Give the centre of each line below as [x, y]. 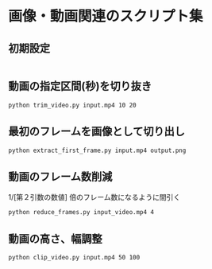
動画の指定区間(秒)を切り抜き [80, 86]
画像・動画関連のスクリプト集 [106, 16]
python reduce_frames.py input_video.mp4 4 [81, 212]
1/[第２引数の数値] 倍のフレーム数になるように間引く [94, 197]
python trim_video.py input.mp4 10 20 [72, 105]
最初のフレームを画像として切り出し [96, 132]
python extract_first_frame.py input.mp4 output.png [97, 150]
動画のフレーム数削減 [60, 177]
